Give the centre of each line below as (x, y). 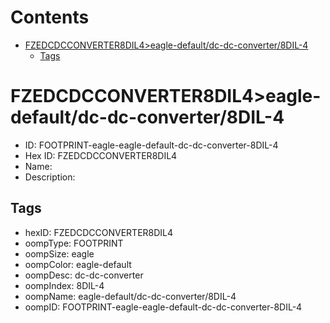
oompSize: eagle (59, 253)
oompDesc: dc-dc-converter (84, 275)
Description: (50, 177)
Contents (50, 17)
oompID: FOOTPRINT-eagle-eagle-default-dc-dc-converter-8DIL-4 (163, 307)
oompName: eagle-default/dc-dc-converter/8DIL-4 (130, 296)
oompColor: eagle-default (78, 264)
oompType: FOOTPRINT (74, 243)
